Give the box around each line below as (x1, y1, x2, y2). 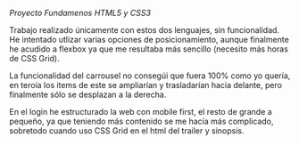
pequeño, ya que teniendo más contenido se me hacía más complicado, (9, 116, 274, 126)
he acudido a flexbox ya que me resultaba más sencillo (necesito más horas (9, 44, 288, 54)
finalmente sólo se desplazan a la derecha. (9, 89, 167, 100)
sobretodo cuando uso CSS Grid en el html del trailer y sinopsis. (9, 125, 245, 136)
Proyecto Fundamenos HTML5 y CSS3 (9, 8, 152, 18)
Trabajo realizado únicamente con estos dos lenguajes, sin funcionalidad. (9, 25, 279, 35)
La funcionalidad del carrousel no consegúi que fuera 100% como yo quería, (9, 70, 291, 81)
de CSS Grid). (9, 53, 60, 63)
